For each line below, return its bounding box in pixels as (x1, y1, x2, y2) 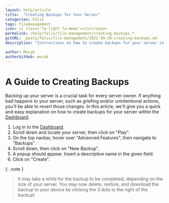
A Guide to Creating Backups (5, 76, 129, 88)
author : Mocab (5, 49, 35, 55)
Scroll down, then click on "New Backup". (12, 145, 100, 152)
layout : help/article (5, 7, 51, 13)
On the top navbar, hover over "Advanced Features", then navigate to (12, 135, 157, 141)
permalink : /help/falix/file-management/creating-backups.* (5, 31, 135, 36)
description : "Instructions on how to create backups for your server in (5, 40, 164, 46)
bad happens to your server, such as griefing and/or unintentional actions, (5, 98, 160, 104)
